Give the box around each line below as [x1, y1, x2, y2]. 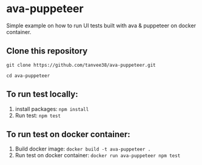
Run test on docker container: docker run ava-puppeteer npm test [15, 152, 181, 159]
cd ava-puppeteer [6, 72, 50, 79]
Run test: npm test [15, 112, 61, 119]
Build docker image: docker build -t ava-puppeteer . [15, 145, 151, 153]
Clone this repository [6, 46, 88, 56]
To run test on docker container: [6, 129, 130, 140]
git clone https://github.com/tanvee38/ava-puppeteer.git [6, 62, 156, 68]
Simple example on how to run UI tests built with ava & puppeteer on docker [6, 22, 196, 29]
